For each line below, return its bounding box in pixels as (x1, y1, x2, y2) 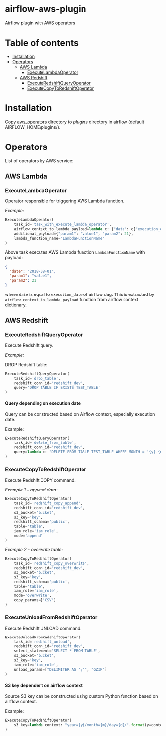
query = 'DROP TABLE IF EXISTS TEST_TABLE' (14, 385, 100, 390)
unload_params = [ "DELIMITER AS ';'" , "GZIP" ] (14, 667, 107, 672)
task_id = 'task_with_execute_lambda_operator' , (14, 222, 112, 227)
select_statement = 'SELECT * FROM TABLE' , (14, 648, 100, 654)
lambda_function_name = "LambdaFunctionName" (14, 236, 105, 241)
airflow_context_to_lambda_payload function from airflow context (5, 297, 139, 303)
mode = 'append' (14, 533, 43, 538)
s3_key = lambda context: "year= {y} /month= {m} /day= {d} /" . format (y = (14, 722, 152, 727)
